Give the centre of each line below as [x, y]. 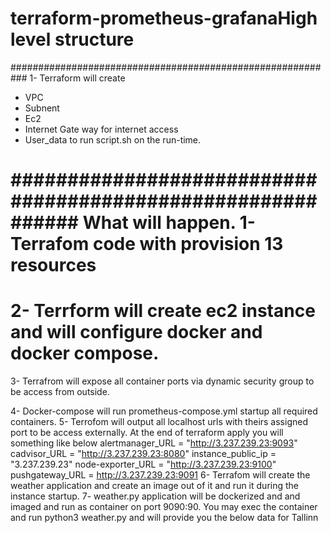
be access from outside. [60, 392]
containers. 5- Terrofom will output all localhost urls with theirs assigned [159, 422]
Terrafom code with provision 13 [147, 244]
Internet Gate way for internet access [101, 129]
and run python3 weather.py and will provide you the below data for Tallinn [164, 518]
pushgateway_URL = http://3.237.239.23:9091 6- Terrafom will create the [160, 475]
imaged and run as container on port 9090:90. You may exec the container [164, 507]
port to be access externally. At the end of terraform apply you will [147, 433]
